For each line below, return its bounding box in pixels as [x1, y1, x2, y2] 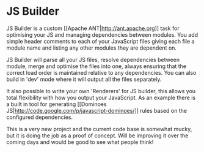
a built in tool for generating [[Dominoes [6, 100, 107, 108]
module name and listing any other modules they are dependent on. [6, 44, 177, 51]
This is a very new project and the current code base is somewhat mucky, [6, 125, 192, 132]
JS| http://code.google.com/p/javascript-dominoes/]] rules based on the [6, 107, 188, 114]
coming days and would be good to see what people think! [6, 138, 154, 145]
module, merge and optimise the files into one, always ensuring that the [6, 63, 187, 70]
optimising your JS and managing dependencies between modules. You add [6, 31, 199, 38]
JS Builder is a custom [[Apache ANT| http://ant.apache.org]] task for [6, 25, 180, 32]
